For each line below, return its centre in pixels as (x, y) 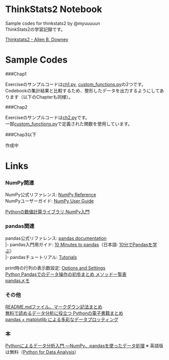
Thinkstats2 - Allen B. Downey (37, 39)
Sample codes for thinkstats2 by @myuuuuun (53, 23)
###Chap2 (16, 107)
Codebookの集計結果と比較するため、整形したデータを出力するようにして (82, 91)
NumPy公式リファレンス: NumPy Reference (51, 195)
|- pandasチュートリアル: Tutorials (41, 257)
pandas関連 (20, 226)
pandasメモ (17, 280)
